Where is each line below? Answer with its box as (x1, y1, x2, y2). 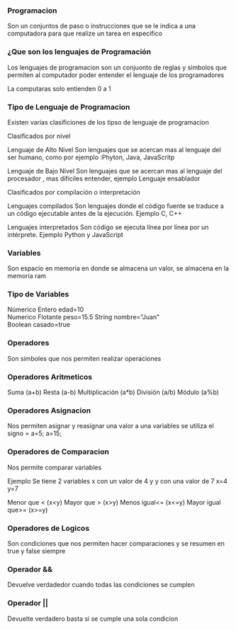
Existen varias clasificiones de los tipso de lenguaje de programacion (7, 118, 209, 126)
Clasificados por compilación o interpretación (7, 188, 140, 196)
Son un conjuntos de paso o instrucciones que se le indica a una (7, 22, 196, 30)
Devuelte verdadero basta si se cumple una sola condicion (7, 614, 179, 623)
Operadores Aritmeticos (7, 372, 93, 382)
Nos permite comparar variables (7, 463, 102, 471)
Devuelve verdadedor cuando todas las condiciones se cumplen (7, 580, 195, 589)
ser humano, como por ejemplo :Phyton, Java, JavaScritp (7, 153, 175, 161)
